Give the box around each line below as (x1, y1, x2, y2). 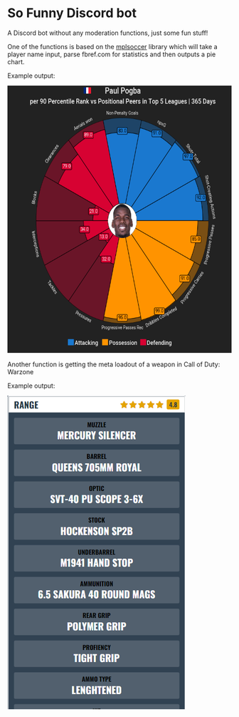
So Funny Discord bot (7, 5, 137, 21)
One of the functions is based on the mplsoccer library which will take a (7, 42, 218, 51)
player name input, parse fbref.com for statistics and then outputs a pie (7, 50, 216, 58)
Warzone (7, 367, 34, 376)
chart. (7, 57, 25, 66)
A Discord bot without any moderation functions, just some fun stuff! (7, 29, 208, 37)
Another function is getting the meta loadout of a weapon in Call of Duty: (7, 360, 221, 368)
